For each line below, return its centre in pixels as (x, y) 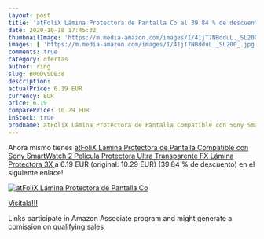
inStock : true (31, 118)
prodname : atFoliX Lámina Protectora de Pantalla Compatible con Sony (126, 125)
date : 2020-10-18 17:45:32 (52, 30)
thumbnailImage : (35, 37)
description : (29, 81)
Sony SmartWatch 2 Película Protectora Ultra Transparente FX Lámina (121, 156)
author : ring (29, 67)
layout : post (29, 15)
